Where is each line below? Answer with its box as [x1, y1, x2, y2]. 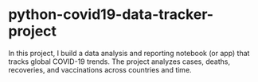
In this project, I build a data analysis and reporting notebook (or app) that [8, 48, 250, 58]
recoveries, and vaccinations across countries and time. [8, 65, 193, 74]
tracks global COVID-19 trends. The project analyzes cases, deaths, [8, 57, 231, 66]
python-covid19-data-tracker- [8, 6, 213, 24]
